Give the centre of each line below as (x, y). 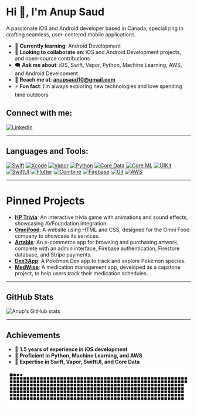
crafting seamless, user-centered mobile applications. (71, 34)
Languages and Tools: (47, 151)
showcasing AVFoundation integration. (61, 223)
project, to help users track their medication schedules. (81, 273)
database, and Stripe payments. (53, 254)
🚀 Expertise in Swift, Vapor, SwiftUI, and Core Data (77, 362)
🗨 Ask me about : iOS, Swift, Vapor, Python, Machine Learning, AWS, (98, 65)
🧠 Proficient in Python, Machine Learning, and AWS (78, 356)
